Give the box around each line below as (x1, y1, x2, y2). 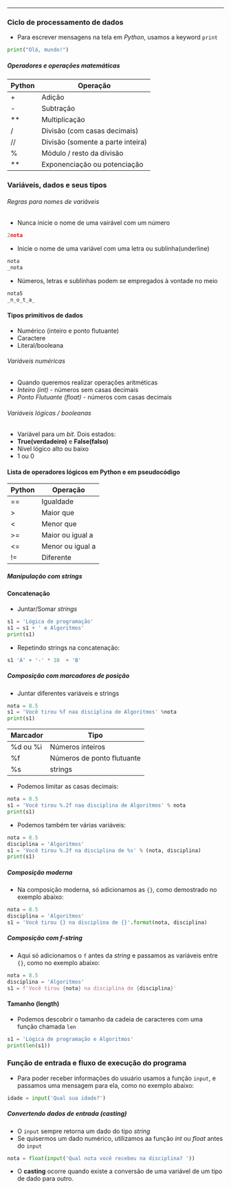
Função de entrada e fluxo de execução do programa (7, 1058, 187, 1068)
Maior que (41, 508, 74, 517)
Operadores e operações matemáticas (7, 61, 120, 70)
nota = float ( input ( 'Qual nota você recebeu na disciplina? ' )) (7, 1155, 195, 1161)
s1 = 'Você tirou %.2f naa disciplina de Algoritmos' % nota (7, 802, 186, 809)
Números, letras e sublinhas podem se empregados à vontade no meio (16, 276, 218, 285)
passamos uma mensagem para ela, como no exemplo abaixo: (16, 1081, 195, 1089)
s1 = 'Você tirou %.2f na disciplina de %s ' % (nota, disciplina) (7, 847, 201, 854)
